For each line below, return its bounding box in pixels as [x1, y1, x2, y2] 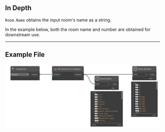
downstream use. [5, 31, 40, 37]
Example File [5, 51, 45, 59]
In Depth [5, 4, 32, 12]
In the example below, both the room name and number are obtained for [5, 26, 151, 32]
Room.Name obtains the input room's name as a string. [5, 17, 111, 23]
